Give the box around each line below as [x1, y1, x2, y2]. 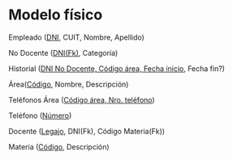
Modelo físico [8, 6, 103, 24]
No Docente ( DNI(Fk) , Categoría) [8, 48, 119, 57]
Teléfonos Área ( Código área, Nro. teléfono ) [8, 95, 156, 104]
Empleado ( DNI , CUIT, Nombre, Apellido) [8, 32, 145, 42]
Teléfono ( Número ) [8, 111, 72, 120]
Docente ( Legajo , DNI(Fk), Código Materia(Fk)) [8, 126, 165, 136]
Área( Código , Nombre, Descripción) [8, 79, 129, 89]
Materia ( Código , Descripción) [8, 141, 110, 151]
